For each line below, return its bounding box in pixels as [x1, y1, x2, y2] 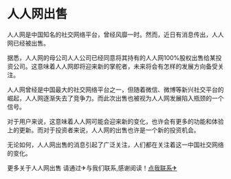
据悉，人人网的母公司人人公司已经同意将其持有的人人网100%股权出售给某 [7, 53, 217, 62]
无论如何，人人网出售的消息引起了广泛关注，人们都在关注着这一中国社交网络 [7, 140, 224, 149]
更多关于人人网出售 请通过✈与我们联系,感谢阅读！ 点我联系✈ [7, 163, 177, 172]
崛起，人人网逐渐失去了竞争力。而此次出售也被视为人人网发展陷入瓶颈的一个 [7, 94, 224, 102]
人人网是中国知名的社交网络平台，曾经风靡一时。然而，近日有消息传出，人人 [7, 30, 224, 39]
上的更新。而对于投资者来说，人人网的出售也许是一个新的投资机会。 [7, 125, 200, 134]
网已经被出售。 [7, 39, 49, 47]
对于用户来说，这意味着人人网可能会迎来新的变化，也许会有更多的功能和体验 [7, 117, 224, 125]
